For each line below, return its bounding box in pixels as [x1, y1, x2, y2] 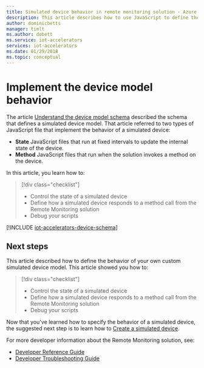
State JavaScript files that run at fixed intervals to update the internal [15, 138, 188, 145]
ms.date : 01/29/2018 [6, 49, 59, 55]
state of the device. [15, 144, 64, 152]
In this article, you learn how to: [6, 169, 85, 176]
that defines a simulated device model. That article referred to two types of [6, 120, 194, 127]
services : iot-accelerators [6, 43, 78, 49]
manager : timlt [6, 26, 45, 32]
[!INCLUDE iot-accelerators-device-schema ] [6, 223, 118, 231]
